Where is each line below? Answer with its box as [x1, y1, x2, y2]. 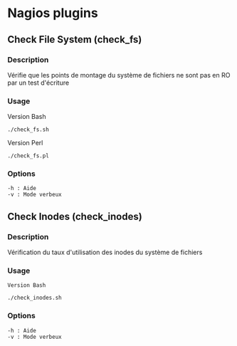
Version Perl [7, 139, 43, 147]
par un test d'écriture [7, 78, 70, 87]
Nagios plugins [7, 5, 98, 21]
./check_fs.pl [7, 152, 50, 159]
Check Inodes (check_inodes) [7, 210, 142, 222]
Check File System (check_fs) [7, 33, 142, 46]
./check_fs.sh [7, 126, 50, 133]
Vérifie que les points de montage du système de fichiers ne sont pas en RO [7, 70, 231, 79]
